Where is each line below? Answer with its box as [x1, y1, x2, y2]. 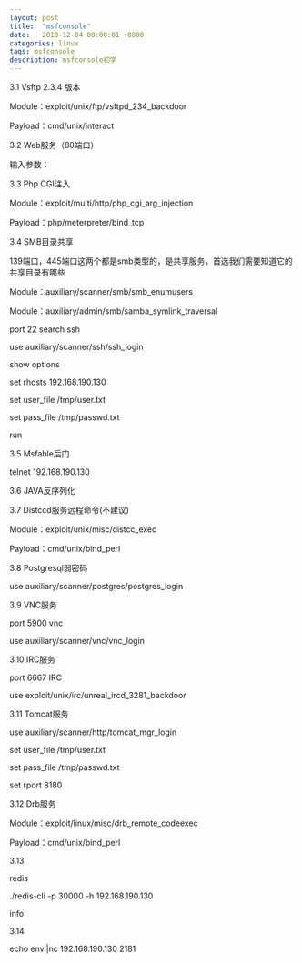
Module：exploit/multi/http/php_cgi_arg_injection [9, 197, 194, 208]
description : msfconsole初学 [9, 55, 117, 65]
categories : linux [9, 38, 79, 48]
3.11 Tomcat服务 [9, 708, 69, 719]
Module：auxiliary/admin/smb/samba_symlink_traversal [9, 306, 218, 316]
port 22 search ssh [9, 324, 80, 335]
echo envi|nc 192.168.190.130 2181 [9, 943, 136, 954]
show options [9, 359, 61, 369]
